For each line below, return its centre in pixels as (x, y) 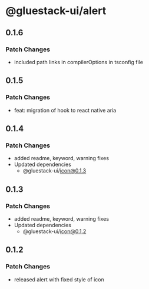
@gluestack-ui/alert (56, 11)
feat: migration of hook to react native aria (65, 110)
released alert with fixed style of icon (59, 279)
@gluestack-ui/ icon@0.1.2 (54, 231)
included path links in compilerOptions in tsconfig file (79, 62)
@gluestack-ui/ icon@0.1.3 (54, 171)
